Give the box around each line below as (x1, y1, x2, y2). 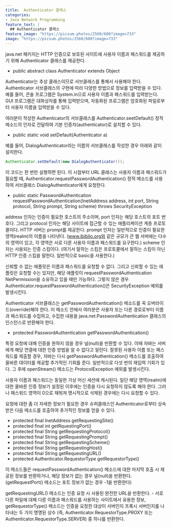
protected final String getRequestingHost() (12, 445, 103, 451)
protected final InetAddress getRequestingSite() (12, 417, 114, 424)
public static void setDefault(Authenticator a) (12, 132, 107, 138)
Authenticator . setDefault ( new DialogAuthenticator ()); (5, 159, 125, 164)
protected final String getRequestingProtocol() (12, 428, 111, 434)
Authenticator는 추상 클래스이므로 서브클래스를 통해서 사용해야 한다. (5, 78, 142, 84)
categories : (5, 12, 31, 17)
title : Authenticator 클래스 (5, 7, 67, 13)
